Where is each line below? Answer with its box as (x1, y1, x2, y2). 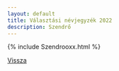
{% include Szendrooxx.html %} (7, 43, 101, 51)
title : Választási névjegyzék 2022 (7, 17, 113, 24)
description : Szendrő (7, 23, 72, 30)
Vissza (7, 56, 27, 65)
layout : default (7, 10, 55, 18)
